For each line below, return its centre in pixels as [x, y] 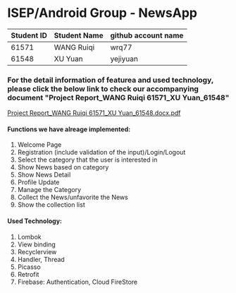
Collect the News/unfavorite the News [73, 197]
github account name [147, 35]
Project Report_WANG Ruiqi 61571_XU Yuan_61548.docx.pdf [94, 113]
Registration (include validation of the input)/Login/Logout [101, 153]
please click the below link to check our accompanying [103, 88]
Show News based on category [63, 167]
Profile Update [38, 182]
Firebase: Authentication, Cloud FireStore [77, 282]
